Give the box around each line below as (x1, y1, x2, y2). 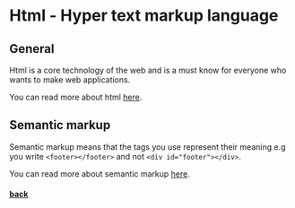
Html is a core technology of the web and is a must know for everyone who (9, 65, 287, 75)
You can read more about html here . (9, 91, 143, 102)
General (9, 41, 56, 56)
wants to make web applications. (9, 74, 131, 85)
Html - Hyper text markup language (9, 5, 279, 26)
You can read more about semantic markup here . (9, 168, 190, 179)
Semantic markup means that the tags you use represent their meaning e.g (9, 141, 286, 152)
